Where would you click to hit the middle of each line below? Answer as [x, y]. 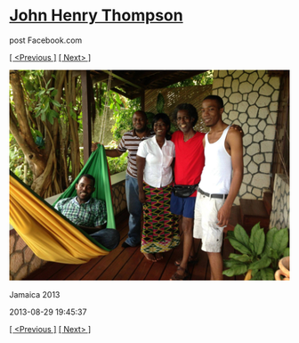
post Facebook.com [46, 40]
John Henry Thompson [97, 16]
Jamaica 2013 [35, 294]
